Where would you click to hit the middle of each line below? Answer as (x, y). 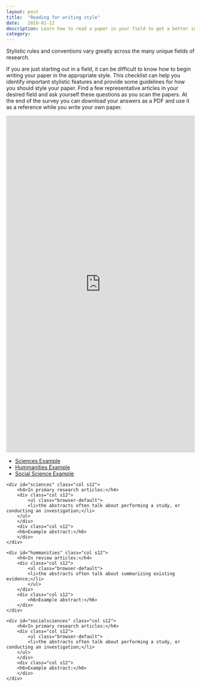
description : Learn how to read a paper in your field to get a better (97, 28)
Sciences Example (38, 461)
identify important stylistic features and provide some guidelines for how (96, 82)
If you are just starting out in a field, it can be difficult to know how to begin (99, 69)
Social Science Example (44, 474)
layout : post (22, 12)
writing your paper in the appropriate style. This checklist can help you (93, 75)
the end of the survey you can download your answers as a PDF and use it (98, 101)
